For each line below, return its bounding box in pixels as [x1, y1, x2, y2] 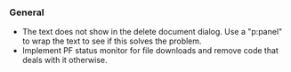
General [9, 6, 44, 19]
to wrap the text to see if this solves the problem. [21, 36, 202, 46]
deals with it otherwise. [21, 55, 109, 66]
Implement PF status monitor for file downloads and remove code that [21, 45, 279, 56]
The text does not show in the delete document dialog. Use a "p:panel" [21, 27, 283, 37]
